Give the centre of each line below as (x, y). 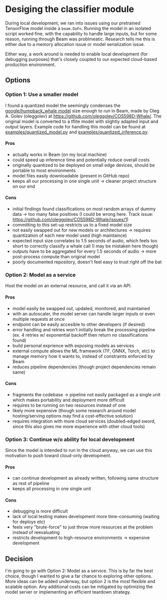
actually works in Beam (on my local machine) (60, 154)
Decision (19, 559)
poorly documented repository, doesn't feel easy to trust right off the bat (87, 262)
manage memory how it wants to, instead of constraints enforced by (83, 356)
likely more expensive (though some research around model (74, 410)
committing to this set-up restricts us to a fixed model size (72, 225)
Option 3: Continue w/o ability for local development (70, 439)
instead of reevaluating (36, 533)
